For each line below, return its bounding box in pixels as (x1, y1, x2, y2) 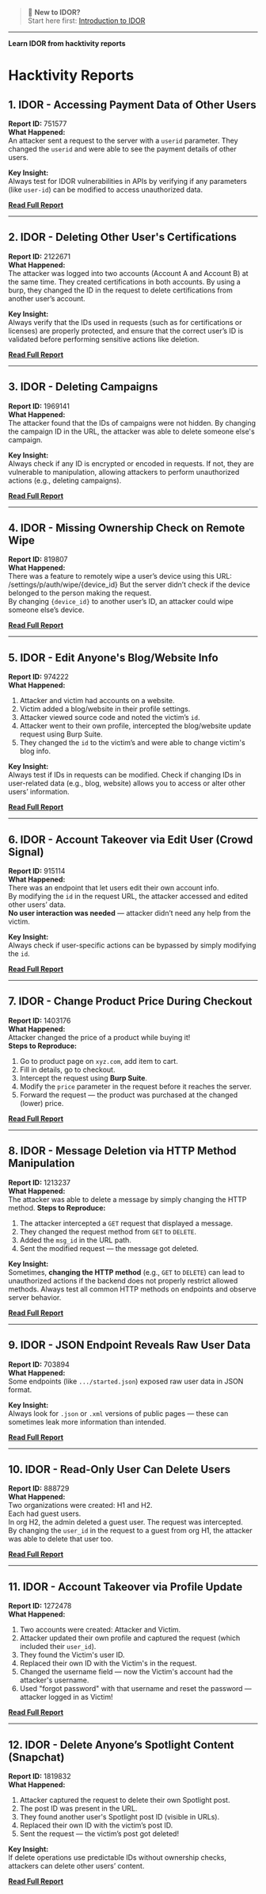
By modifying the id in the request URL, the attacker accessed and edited (8, 892, 249, 901)
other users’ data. (8, 900, 66, 909)
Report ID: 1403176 (8, 1016, 71, 1025)
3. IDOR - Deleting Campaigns (8, 381, 158, 394)
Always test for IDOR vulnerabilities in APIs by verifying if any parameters (8, 177, 247, 186)
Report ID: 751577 (8, 119, 67, 128)
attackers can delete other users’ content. (8, 1861, 145, 1870)
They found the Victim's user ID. (19, 1650, 125, 1660)
